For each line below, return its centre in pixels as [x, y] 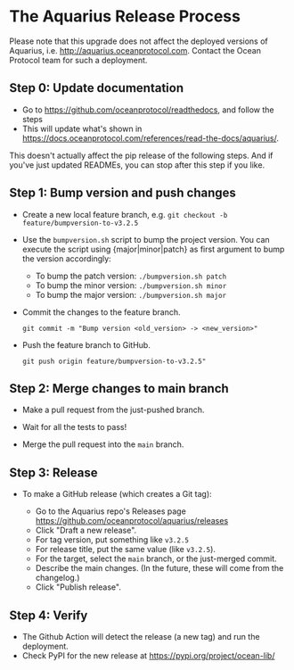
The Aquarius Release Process [125, 17]
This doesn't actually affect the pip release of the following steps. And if [141, 155]
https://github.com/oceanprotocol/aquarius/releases [132, 521]
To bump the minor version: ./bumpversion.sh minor [131, 285]
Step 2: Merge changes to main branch [119, 389]
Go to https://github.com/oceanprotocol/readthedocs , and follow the [148, 110]
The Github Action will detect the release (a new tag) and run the [141, 637]
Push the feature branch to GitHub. [86, 344]
